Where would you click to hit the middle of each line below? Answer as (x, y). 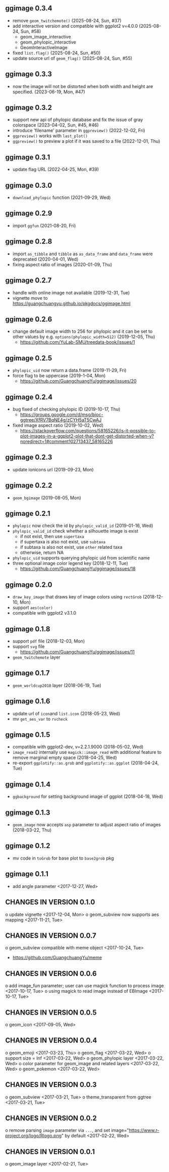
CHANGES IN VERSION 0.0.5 (51, 1012)
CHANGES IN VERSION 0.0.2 (51, 1118)
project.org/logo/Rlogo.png (34, 1136)
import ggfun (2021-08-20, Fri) (44, 225)
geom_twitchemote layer (36, 657)
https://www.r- (144, 1130)
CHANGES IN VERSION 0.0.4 (51, 1041)
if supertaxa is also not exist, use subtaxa (63, 542)
